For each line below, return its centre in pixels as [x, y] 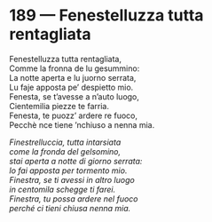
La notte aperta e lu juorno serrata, [73, 77]
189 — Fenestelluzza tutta [106, 16]
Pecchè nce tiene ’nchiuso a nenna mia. [82, 124]
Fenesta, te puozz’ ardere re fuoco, [73, 115]
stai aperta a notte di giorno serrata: [76, 161]
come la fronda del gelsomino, [65, 151]
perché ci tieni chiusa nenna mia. [70, 208]
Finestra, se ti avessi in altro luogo [72, 179]
